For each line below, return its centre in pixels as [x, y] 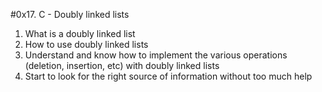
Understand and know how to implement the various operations [156, 55]
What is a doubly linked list [80, 33]
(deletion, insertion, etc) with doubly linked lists [122, 65]
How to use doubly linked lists [86, 44]
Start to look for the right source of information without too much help [168, 76]
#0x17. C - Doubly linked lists [70, 14]
